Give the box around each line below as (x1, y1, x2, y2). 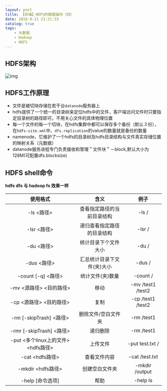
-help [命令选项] (20, 377, 60, 384)
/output (134, 368, 152, 375)
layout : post (5, 7, 32, 12)
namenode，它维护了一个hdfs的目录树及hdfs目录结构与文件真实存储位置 (12, 134, 162, 140)
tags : (5, 26, 16, 31)
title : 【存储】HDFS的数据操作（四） (5, 12, 75, 17)
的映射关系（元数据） (12, 140, 56, 146)
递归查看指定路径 (80, 222, 120, 229)
